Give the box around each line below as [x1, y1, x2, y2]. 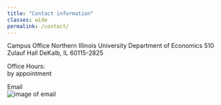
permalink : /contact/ [7, 23, 70, 30]
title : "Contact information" [7, 10, 94, 17]
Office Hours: [7, 62, 45, 71]
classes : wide [7, 16, 48, 23]
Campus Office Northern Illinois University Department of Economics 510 [7, 42, 215, 50]
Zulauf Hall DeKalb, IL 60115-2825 [7, 49, 104, 57]
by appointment [7, 69, 52, 78]
